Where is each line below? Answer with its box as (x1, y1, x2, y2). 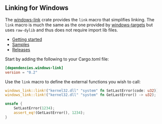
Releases (12, 46, 30, 52)
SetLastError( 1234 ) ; (13, 106, 55, 111)
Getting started (12, 36, 42, 42)
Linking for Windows (5, 4, 69, 12)
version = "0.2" (5, 70, 38, 75)
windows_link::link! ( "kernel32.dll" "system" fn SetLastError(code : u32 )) (5, 88, 159, 93)
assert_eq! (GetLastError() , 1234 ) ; (13, 110, 85, 115)
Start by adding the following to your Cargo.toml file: (5, 56, 109, 62)
